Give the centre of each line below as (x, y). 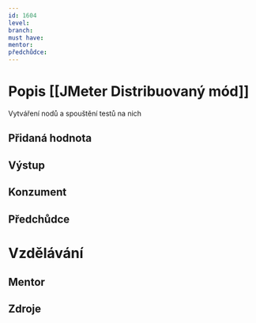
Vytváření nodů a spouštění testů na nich (75, 113)
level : (19, 23)
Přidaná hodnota (50, 138)
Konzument (38, 192)
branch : (21, 30)
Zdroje (25, 309)
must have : (26, 38)
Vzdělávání (46, 253)
